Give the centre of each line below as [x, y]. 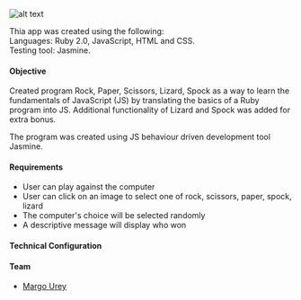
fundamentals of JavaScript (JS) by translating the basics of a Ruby [134, 101]
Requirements [36, 167]
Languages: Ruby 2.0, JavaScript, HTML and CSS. [102, 41]
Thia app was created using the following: [87, 31]
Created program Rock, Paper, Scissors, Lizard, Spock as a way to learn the [150, 91]
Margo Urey [44, 287]
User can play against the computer [89, 187]
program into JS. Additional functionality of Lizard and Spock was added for [150, 110]
